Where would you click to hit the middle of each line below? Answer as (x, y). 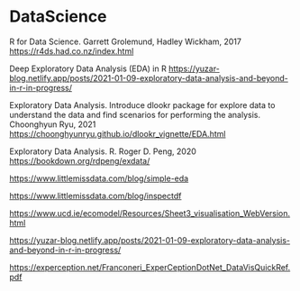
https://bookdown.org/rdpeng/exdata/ (80, 160)
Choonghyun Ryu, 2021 (53, 124)
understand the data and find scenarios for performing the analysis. (135, 114)
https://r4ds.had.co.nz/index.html (72, 50)
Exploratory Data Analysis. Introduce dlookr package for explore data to (142, 105)
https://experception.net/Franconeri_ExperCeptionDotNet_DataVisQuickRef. (150, 267)
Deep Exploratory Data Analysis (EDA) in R (88, 68)
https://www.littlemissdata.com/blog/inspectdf (95, 196)
